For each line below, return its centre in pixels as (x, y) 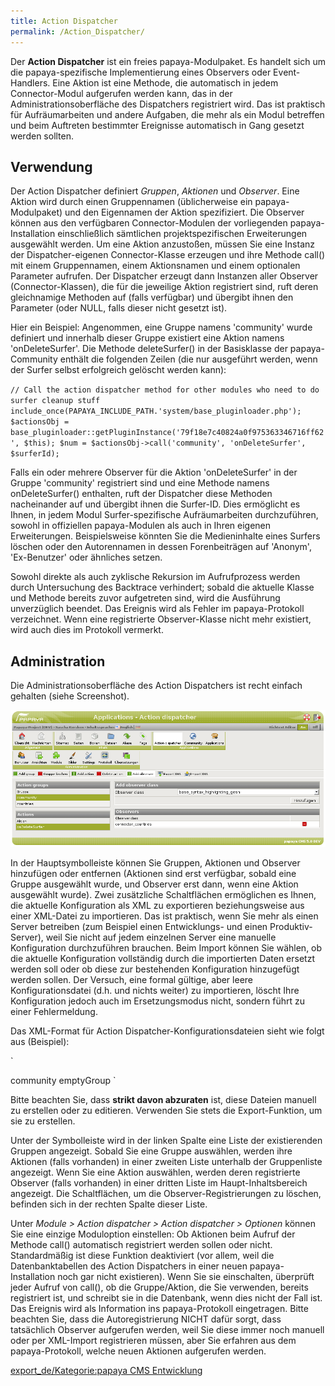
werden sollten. (42, 136)
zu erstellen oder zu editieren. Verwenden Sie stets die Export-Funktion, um (166, 1111)
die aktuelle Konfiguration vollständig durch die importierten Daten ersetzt (162, 959)
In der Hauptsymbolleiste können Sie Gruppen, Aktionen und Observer (155, 863)
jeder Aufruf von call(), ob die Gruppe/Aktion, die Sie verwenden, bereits (159, 1287)
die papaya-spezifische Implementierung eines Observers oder (141, 72)
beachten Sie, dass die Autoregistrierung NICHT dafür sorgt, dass (146, 1319)
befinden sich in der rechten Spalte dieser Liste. (109, 1204)
